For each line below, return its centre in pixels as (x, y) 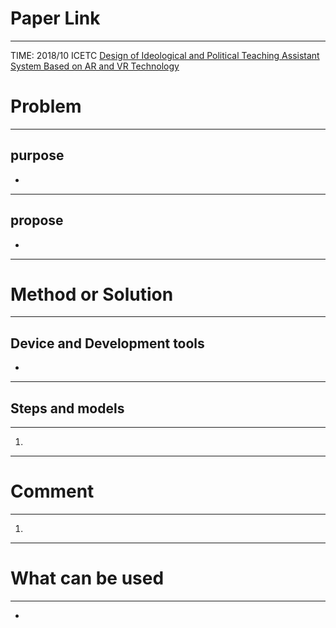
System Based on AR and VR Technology (95, 66)
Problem (46, 106)
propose (37, 220)
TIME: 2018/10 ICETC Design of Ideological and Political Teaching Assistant (165, 55)
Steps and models (67, 408)
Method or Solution (92, 294)
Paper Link (55, 18)
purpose (37, 155)
